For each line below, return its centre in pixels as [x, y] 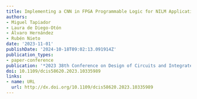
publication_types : [30, 55]
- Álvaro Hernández [30, 33]
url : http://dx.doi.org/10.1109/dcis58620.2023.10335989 [82, 87]
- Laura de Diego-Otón [34, 28]
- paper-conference [30, 60]
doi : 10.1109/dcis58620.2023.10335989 [53, 71]
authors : [17, 17]
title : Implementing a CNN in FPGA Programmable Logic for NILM [86, 11]
